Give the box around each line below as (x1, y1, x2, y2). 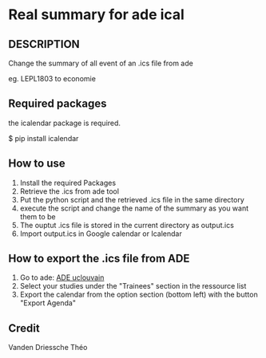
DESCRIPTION (8, 37, 80, 51)
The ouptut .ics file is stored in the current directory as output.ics (19, 220, 234, 230)
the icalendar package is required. (8, 118, 121, 128)
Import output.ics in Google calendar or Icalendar (19, 229, 182, 238)
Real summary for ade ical (8, 6, 185, 24)
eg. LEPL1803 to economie (8, 74, 96, 83)
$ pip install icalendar (8, 133, 79, 143)
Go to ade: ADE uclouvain (19, 273, 105, 282)
